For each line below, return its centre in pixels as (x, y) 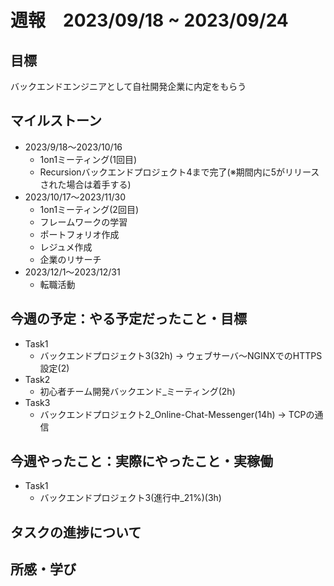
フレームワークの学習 (83, 222)
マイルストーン (56, 121)
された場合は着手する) (85, 184)
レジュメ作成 (66, 247)
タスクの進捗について (76, 532)
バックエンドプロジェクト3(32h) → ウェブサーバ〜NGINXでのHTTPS (181, 355)
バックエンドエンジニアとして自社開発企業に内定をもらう (128, 86)
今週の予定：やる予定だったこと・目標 (128, 319)
